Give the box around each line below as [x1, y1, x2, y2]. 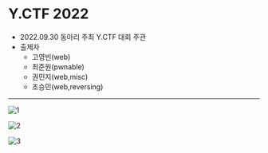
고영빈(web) [31, 52, 71, 61]
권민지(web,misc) [31, 72, 89, 81]
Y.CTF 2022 [8, 5, 89, 23]
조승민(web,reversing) [31, 81, 104, 92]
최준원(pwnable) [31, 61, 85, 72]
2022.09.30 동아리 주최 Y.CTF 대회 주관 [19, 32, 146, 41]
